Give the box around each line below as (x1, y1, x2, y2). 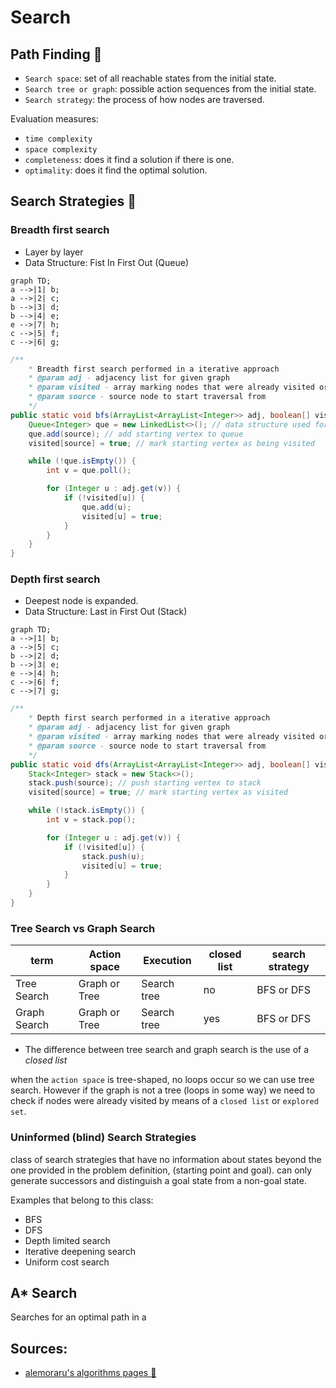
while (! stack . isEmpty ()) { (28, 806, 145, 816)
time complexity (24, 134, 93, 144)
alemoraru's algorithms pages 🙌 (24, 1367, 157, 1379)
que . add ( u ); (81, 502, 132, 512)
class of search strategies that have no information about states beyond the (10, 1153, 322, 1165)
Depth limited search (24, 1234, 111, 1246)
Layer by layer (24, 246, 84, 258)
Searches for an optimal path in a (10, 1311, 147, 1323)
